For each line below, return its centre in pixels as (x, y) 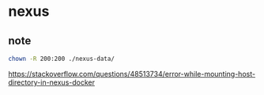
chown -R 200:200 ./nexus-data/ (61, 59)
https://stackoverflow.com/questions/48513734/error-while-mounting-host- (132, 74)
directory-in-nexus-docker (51, 82)
